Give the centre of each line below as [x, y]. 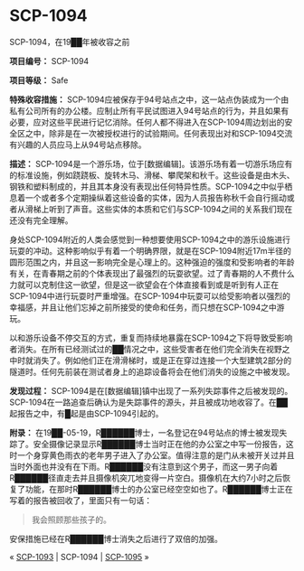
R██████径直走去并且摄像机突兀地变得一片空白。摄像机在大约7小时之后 [146, 477]
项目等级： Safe [39, 80]
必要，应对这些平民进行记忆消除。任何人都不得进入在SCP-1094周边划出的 [147, 122]
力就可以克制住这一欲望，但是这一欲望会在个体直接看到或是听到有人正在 [144, 285]
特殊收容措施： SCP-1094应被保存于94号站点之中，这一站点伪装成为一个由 [149, 99]
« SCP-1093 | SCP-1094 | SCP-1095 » [79, 557]
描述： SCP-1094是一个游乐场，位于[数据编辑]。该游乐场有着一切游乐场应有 [151, 164]
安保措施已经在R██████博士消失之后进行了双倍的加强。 [116, 538]
